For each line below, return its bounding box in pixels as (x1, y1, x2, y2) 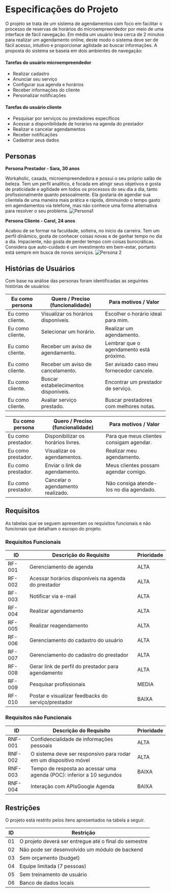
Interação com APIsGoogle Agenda (30, 783, 115, 790)
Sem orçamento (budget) (19, 854, 80, 861)
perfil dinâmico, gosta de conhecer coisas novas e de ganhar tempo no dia (5, 233, 162, 239)
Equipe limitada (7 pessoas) (19, 863, 87, 870)
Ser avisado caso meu (105, 360, 158, 368)
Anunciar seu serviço (12, 76, 58, 82)
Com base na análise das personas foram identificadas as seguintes (5, 277, 149, 284)
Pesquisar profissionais (30, 681, 85, 688)
